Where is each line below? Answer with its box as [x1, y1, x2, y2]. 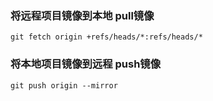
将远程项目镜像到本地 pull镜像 [10, 8, 155, 22]
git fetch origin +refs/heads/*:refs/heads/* [10, 32, 203, 42]
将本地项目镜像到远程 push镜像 [10, 57, 162, 71]
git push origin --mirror [10, 80, 118, 91]
